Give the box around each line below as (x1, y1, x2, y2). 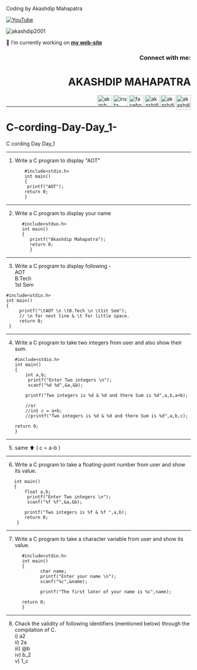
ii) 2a (14, 638, 28, 645)
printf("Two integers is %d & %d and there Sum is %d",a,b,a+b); (25, 392, 189, 398)
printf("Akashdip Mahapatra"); (29, 236, 107, 242)
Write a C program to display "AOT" (14, 157, 101, 164)
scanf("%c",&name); (40, 579, 88, 584)
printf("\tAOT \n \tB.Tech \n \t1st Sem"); (19, 308, 127, 314)
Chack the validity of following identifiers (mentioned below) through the (14, 620, 191, 627)
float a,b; (24, 489, 51, 495)
